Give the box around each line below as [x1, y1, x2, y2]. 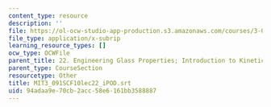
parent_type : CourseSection [8, 64, 103, 72]
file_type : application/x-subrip [8, 34, 121, 43]
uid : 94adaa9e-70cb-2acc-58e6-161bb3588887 [8, 86, 157, 95]
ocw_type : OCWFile [8, 49, 70, 57]
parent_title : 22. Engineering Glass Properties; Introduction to [8, 57, 236, 65]
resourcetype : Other [8, 72, 78, 80]
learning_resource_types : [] [8, 42, 106, 50]
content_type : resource [8, 11, 89, 20]
